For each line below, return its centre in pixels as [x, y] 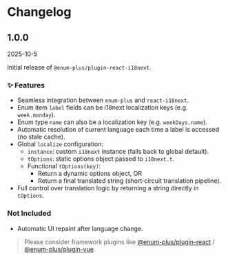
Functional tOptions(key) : [64, 166]
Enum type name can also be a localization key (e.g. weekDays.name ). [112, 122]
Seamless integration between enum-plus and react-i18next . [103, 100]
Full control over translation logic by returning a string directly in [108, 188]
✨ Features [26, 85]
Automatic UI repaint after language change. [80, 228]
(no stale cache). [41, 137]
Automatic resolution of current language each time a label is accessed [118, 130]
